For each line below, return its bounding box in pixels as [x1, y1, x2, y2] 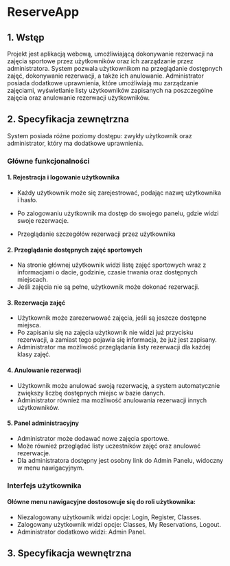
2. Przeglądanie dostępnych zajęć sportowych [7, 246, 143, 254]
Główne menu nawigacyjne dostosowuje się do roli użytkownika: [7, 498, 196, 506]
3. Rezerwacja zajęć [7, 298, 66, 307]
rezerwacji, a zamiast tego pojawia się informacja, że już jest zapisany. [16, 336, 218, 344]
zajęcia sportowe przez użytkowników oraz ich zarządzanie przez [7, 57, 194, 65]
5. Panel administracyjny [7, 419, 79, 427]
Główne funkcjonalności [7, 156, 90, 166]
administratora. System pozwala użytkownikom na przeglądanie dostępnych [7, 65, 223, 72]
